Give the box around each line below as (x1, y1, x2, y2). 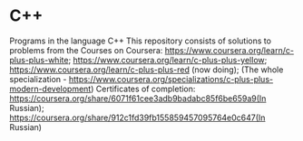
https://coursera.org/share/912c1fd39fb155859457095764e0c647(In (9, 112, 266, 123)
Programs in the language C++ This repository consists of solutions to (9, 35, 272, 46)
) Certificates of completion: (90, 83, 196, 94)
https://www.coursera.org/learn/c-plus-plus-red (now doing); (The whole (9, 64, 284, 75)
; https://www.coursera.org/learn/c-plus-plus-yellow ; (67, 54, 268, 65)
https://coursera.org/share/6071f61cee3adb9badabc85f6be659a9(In (9, 92, 267, 104)
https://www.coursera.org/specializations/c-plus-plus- (68, 73, 274, 84)
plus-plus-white (9, 54, 69, 65)
